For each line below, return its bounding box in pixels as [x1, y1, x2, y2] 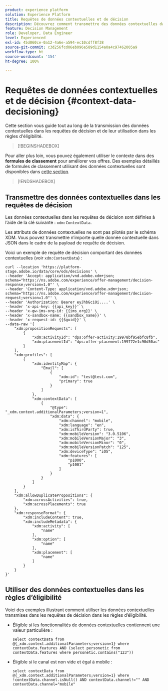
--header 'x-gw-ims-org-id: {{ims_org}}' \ [5, 309, 97, 314]
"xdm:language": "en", [58, 423, 106, 428]
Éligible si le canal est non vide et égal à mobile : [12, 658, 112, 665]
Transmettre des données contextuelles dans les [5, 193, 161, 201]
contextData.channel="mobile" [12, 681, 76, 686]
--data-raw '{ [5, 322, 35, 327]
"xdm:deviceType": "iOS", [58, 449, 113, 454]
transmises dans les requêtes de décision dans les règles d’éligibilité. [5, 612, 147, 618]
